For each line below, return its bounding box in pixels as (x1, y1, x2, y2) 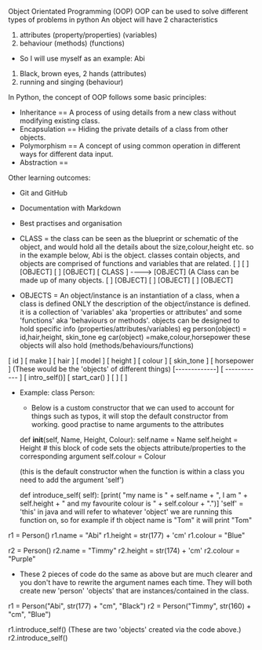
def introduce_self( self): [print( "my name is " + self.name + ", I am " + (19, 491, 249, 499)
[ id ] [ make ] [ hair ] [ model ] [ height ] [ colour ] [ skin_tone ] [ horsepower (8, 356, 254, 365)
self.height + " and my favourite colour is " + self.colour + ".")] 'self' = (19, 498, 244, 508)
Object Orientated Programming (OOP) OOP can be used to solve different (8, 7, 249, 16)
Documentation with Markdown (19, 203, 122, 213)
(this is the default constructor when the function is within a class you (19, 467, 245, 476)
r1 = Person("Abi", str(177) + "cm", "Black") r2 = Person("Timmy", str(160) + (8, 601, 252, 611)
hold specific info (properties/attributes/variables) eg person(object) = (19, 324, 247, 333)
